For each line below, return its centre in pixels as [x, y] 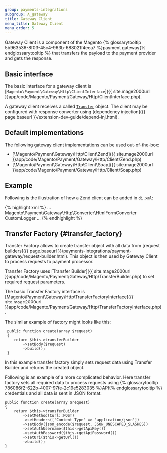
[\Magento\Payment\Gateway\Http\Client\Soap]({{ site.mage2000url [83, 164]
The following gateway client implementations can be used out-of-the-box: [82, 145]
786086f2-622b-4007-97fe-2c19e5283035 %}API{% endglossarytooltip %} [84, 388]
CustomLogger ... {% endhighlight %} [44, 218]
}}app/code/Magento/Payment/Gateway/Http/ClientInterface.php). [74, 96]
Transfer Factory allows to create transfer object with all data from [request [82, 246]
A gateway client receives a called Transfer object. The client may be [77, 106]
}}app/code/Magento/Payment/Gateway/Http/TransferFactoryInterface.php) [83, 307]
